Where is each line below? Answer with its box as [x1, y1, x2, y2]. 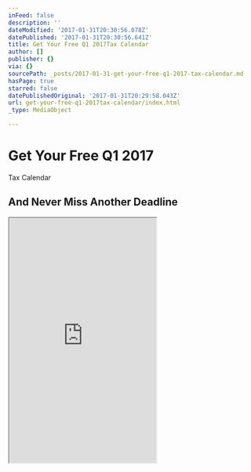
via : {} [8, 63, 34, 71]
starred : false [8, 84, 58, 93]
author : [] [8, 48, 44, 56]
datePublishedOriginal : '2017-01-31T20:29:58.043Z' [8, 92, 180, 100]
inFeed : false [8, 11, 55, 20]
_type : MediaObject [8, 107, 72, 114]
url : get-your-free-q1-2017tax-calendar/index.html [8, 99, 180, 107]
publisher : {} [8, 56, 55, 64]
